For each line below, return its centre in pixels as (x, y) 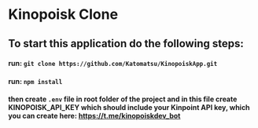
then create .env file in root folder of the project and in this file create (123, 99)
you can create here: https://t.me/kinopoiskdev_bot (94, 116)
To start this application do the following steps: (126, 44)
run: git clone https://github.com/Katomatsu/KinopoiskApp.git (113, 64)
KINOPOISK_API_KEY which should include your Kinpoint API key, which (129, 108)
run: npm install (35, 81)
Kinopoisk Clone (63, 15)
